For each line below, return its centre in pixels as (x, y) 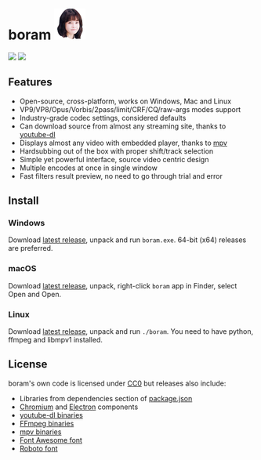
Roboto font (38, 448)
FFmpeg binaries (47, 423)
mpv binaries (40, 432)
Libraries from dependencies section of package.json (106, 398)
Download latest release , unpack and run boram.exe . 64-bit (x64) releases (127, 240)
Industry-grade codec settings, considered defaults (103, 118)
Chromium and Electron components (79, 407)
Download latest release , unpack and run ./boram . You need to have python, (131, 331)
